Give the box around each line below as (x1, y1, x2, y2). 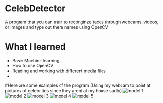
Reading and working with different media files (12, 68, 106, 74)
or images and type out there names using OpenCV (5, 24, 108, 30)
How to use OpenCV (12, 62, 54, 68)
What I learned (5, 41, 66, 53)
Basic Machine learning (12, 57, 60, 63)
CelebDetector (5, 3, 66, 14)
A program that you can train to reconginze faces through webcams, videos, (5, 19, 159, 25)
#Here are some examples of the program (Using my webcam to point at (5, 82, 151, 88)
